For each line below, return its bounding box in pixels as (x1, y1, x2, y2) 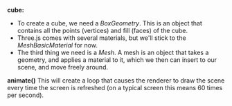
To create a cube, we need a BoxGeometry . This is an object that (17, 19, 203, 27)
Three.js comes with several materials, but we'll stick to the (17, 34, 186, 42)
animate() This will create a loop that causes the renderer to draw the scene (7, 76, 225, 85)
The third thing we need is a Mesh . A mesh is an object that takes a (17, 48, 209, 56)
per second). (7, 91, 44, 99)
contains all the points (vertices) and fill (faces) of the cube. (17, 27, 188, 34)
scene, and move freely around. (17, 63, 109, 71)
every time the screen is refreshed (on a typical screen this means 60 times (7, 84, 223, 92)
